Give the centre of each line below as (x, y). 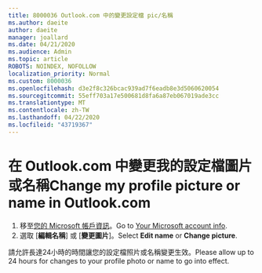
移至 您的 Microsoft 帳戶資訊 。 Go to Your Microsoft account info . (123, 225)
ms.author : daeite (38, 23)
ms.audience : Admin (40, 52)
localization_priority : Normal (59, 74)
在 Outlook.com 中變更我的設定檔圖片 (130, 166)
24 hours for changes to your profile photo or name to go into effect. (119, 260)
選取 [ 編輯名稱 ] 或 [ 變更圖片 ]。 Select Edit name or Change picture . (128, 235)
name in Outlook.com (80, 203)
